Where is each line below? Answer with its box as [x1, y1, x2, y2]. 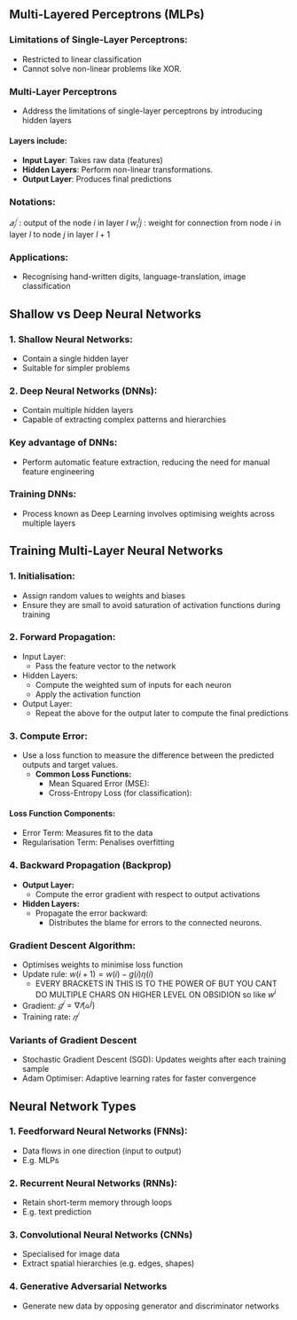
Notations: [9, 196, 56, 208]
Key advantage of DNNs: [9, 436, 118, 449]
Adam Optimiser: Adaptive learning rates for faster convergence [21, 1073, 257, 1084]
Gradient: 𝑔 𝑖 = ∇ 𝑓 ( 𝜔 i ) [21, 998, 96, 1011]
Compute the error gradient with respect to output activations [35, 888, 261, 899]
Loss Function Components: [9, 808, 115, 818]
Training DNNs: [9, 488, 77, 500]
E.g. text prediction [21, 1207, 91, 1217]
